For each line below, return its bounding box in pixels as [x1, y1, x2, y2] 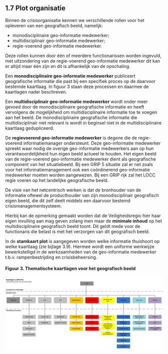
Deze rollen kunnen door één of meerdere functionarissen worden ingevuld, [5, 52, 161, 58]
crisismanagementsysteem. [5, 202, 62, 209]
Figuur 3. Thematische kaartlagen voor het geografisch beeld [5, 265, 136, 271]
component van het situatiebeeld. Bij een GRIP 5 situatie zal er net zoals [5, 161, 153, 167]
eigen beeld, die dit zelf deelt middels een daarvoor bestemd [5, 197, 131, 203]
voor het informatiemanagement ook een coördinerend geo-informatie [5, 166, 150, 172]
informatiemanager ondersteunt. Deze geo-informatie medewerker [23, 140, 161, 146]
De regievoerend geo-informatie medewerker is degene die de [5, 134, 137, 140]
